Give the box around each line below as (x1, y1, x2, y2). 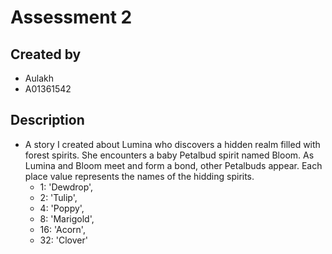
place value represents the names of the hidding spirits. (24, 170, 255, 182)
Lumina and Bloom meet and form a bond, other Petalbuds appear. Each (24, 159, 323, 171)
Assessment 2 (10, 6, 133, 29)
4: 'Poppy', (39, 202, 85, 214)
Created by (10, 46, 82, 63)
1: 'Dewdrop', (39, 181, 94, 193)
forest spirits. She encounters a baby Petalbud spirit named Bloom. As (24, 149, 315, 161)
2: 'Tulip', (39, 191, 78, 203)
